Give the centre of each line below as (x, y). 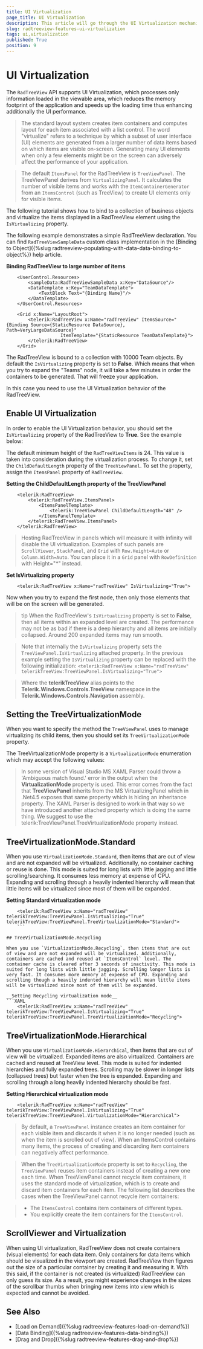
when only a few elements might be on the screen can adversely (101, 155)
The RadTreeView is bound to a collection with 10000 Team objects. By (95, 357)
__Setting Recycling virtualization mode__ (62, 996)
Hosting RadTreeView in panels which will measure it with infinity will (107, 538)
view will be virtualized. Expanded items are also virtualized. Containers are (100, 1057)
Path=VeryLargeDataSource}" (42, 330)
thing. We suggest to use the (57, 817)
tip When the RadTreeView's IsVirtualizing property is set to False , (106, 615)
